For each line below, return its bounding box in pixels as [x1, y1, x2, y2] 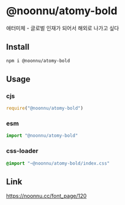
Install [6, 42, 30, 52]
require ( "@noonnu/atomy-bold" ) [6, 105, 84, 111]
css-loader [6, 147, 39, 155]
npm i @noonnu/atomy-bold [6, 57, 70, 63]
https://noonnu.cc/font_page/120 [6, 193, 87, 200]
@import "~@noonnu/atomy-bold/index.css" [6, 160, 110, 166]
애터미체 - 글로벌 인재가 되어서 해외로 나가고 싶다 [6, 24, 120, 31]
